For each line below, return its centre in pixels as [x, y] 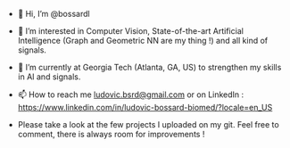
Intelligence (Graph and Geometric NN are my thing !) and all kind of [143, 41]
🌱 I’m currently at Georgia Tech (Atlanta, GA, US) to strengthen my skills [149, 67]
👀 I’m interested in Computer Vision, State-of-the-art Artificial [130, 31]
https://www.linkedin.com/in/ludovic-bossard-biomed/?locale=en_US [145, 107]
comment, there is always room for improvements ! [111, 134]
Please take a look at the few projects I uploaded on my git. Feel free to [148, 124]
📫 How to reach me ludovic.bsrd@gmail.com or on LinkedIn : [131, 95]
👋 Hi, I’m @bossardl [54, 14]
